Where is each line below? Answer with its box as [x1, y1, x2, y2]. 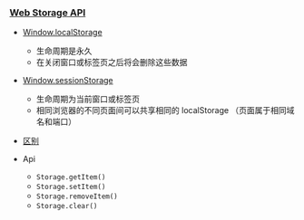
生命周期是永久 [35, 45, 93, 56]
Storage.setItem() [35, 183, 106, 192]
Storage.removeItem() [35, 192, 118, 201]
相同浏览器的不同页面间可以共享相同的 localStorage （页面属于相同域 [35, 105, 295, 116]
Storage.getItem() [35, 173, 106, 182]
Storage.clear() [35, 202, 98, 211]
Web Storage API [9, 6, 86, 19]
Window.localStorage [22, 27, 103, 38]
